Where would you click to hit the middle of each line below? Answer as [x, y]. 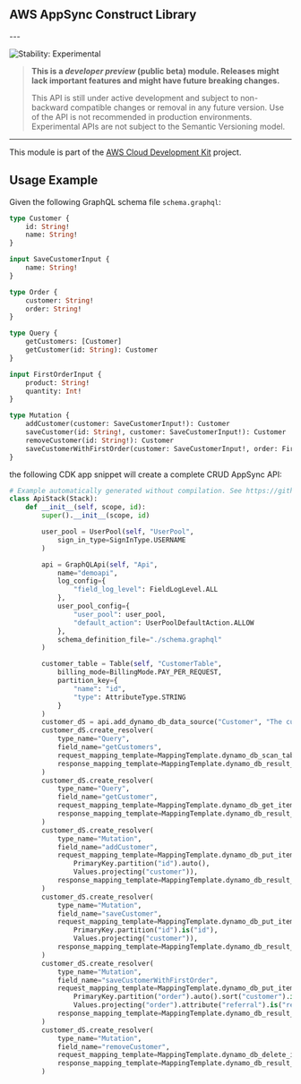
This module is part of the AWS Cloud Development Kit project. [125, 152]
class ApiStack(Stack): [54, 499]
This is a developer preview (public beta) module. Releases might [155, 71]
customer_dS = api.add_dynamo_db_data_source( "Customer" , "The [162, 722]
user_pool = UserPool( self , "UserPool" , [118, 532]
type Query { [34, 333]
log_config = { [81, 581]
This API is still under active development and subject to [135, 98]
